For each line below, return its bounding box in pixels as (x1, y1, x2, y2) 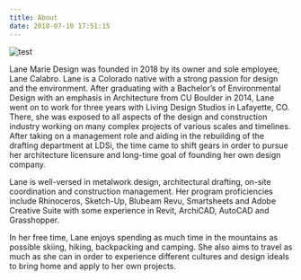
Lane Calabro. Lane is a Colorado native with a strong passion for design (9, 73, 279, 83)
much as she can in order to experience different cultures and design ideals (9, 250, 289, 261)
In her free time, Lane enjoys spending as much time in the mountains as (9, 232, 279, 242)
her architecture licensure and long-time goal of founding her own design (9, 149, 281, 160)
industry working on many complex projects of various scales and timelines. (9, 120, 291, 131)
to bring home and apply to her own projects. (9, 260, 177, 271)
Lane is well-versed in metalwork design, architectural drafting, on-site (9, 176, 271, 187)
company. (9, 159, 47, 170)
